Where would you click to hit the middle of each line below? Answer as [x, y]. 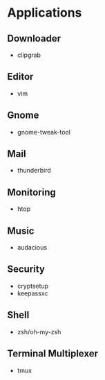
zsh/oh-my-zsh [39, 331]
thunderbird [34, 171]
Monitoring [32, 192]
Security [26, 269]
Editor [20, 77]
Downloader [34, 38]
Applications [45, 13]
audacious [32, 248]
